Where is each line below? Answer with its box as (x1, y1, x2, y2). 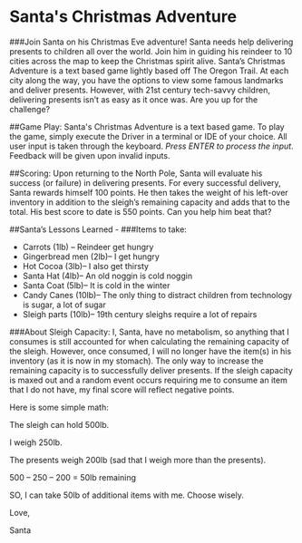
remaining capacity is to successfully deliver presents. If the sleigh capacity (9, 364, 293, 375)
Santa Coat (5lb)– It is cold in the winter (22, 279, 170, 291)
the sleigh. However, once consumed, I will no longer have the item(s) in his (9, 345, 292, 356)
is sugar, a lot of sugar (22, 299, 106, 310)
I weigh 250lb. (9, 437, 63, 448)
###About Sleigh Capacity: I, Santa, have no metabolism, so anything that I (9, 326, 290, 337)
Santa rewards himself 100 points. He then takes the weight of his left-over (9, 187, 288, 198)
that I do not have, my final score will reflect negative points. (9, 383, 235, 395)
